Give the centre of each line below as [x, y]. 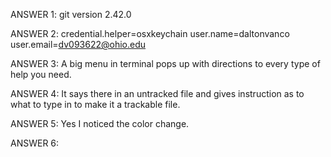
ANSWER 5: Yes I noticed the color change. [100, 123]
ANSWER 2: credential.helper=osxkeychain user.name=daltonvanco [150, 33]
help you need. [41, 74]
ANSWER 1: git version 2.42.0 [71, 14]
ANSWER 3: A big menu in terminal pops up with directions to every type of [165, 63]
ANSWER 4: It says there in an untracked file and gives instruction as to [157, 93]
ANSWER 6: [35, 143]
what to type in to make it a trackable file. [95, 104]
